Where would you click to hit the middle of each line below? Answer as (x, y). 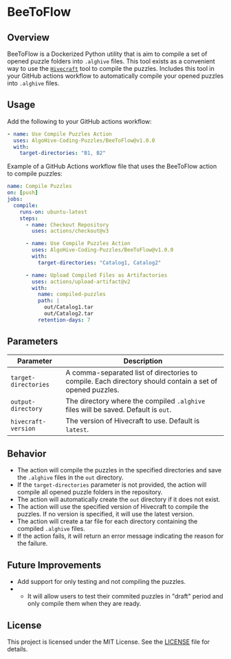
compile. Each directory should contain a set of (142, 381)
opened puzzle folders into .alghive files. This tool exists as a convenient (111, 61)
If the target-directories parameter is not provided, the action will (112, 485)
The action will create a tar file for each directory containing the (107, 521)
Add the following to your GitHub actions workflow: (80, 121)
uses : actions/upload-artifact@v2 (81, 282)
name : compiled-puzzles (72, 294)
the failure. (32, 543)
